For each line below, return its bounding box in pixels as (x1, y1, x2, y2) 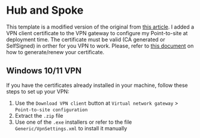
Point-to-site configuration (14, 106, 88, 113)
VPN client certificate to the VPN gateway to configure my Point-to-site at (6, 29, 188, 36)
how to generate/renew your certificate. (6, 48, 105, 55)
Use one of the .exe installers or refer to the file (14, 118, 132, 126)
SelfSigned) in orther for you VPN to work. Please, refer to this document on (6, 42, 194, 49)
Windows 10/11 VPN (6, 66, 82, 76)
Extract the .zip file (14, 112, 64, 119)
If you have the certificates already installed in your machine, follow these (6, 81, 189, 89)
